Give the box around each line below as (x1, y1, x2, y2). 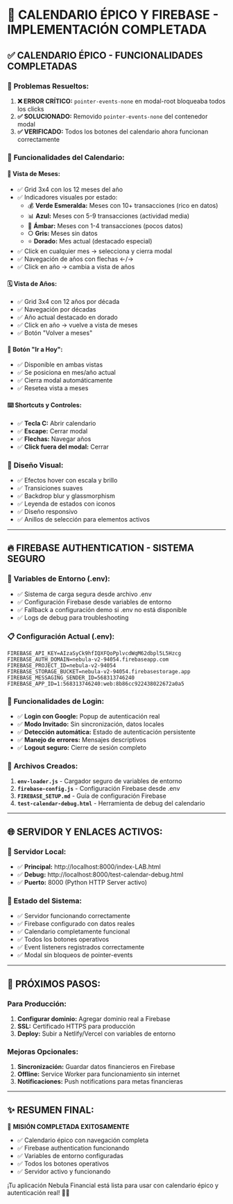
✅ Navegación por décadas (17, 305, 96, 314)
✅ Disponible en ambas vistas (17, 360, 103, 369)
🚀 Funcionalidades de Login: (7, 696, 105, 706)
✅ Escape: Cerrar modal (17, 426, 88, 435)
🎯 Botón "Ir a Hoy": (7, 345, 63, 353)
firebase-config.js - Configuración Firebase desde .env (17, 785, 180, 793)
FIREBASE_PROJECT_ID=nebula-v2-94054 (7, 661, 116, 669)
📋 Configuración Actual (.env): (7, 632, 115, 641)
